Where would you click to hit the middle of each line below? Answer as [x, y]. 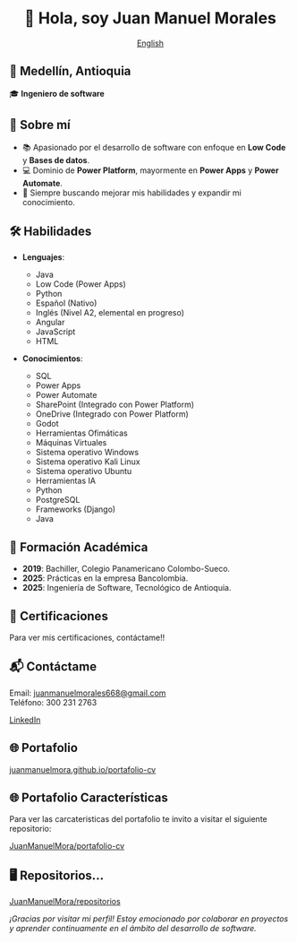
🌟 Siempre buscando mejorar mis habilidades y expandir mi [132, 193]
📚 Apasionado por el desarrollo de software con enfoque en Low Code [154, 147]
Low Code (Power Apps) [81, 284]
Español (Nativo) [66, 303]
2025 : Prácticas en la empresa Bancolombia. [105, 578]
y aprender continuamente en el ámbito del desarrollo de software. [133, 929]
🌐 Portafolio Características [89, 798]
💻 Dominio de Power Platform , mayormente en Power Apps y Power [150, 170]
